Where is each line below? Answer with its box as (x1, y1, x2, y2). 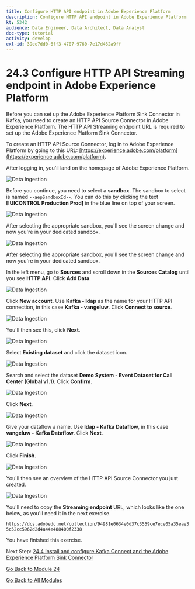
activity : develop (6, 36, 51, 42)
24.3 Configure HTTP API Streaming (6, 67, 185, 80)
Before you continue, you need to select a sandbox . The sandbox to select (6, 187, 186, 194)
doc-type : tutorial (6, 30, 54, 36)
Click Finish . (6, 452, 36, 459)
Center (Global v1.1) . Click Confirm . (6, 378, 92, 385)
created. (6, 481, 26, 488)
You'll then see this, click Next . (6, 326, 81, 333)
